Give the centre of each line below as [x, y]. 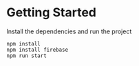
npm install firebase [38, 50]
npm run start [27, 56]
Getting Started [52, 13]
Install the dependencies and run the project [69, 31]
